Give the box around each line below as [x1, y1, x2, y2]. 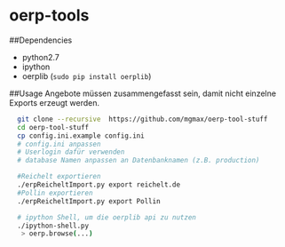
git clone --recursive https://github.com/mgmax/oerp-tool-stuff [17, 115, 268, 123]
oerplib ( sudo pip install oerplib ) [21, 70, 152, 81]
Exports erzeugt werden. [9, 97, 100, 108]
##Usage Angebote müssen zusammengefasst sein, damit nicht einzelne [9, 88, 277, 99]
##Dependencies [9, 35, 73, 45]
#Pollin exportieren [17, 188, 93, 197]
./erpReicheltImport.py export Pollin [17, 196, 162, 205]
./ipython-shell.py [17, 221, 90, 230]
